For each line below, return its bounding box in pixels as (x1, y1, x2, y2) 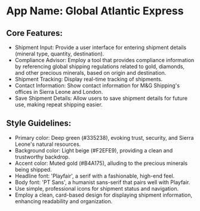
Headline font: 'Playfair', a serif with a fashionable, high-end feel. (14, 172, 175, 179)
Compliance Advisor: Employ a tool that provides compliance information (14, 57, 195, 63)
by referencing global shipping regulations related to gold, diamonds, (14, 63, 185, 70)
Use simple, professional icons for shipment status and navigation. (14, 185, 179, 192)
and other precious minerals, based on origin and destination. (14, 69, 167, 76)
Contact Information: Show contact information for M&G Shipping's (14, 82, 180, 89)
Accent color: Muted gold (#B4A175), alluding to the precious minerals (14, 160, 188, 167)
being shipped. (14, 166, 52, 173)
